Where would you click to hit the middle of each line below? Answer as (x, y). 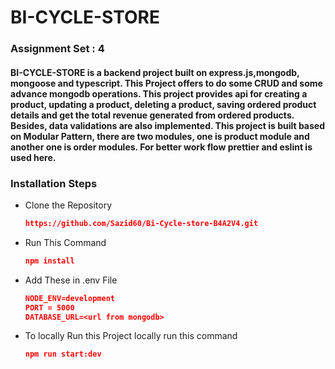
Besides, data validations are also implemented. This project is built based (168, 125)
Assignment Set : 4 (57, 49)
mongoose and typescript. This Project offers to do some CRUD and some (166, 83)
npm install (49, 261)
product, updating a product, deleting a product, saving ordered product (163, 104)
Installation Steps (54, 183)
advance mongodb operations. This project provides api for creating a (159, 93)
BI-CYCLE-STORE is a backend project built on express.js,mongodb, (155, 72)
